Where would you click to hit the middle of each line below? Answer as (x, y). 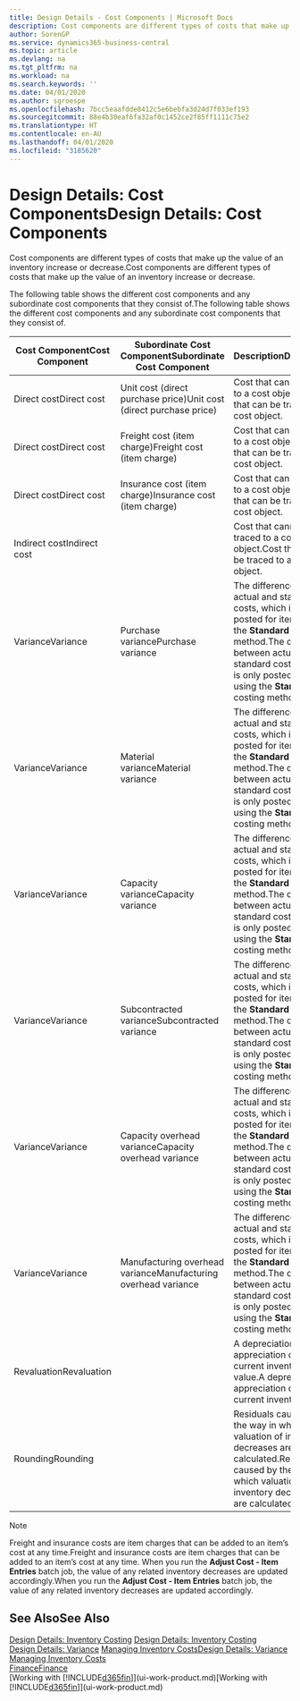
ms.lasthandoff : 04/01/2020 (62, 142)
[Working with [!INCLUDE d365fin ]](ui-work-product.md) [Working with (138, 1678)
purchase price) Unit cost (172, 399)
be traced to (259, 560)
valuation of (258, 1436)
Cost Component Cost (62, 350)
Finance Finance (39, 1668)
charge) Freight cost (162, 446)
